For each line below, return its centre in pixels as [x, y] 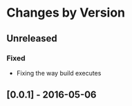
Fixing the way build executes [59, 73]
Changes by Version [66, 13]
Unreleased [32, 38]
